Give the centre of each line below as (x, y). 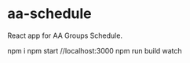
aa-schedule (49, 14)
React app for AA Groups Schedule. (65, 35)
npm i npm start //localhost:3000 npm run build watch (95, 50)
